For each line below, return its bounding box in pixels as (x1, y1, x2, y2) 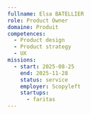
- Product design (14, 37, 65, 44)
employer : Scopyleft (20, 83, 81, 90)
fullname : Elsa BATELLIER (7, 10, 84, 18)
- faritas (26, 96, 55, 103)
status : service (20, 76, 69, 84)
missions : (7, 57, 37, 64)
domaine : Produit (7, 23, 59, 30)
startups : (20, 89, 50, 96)
